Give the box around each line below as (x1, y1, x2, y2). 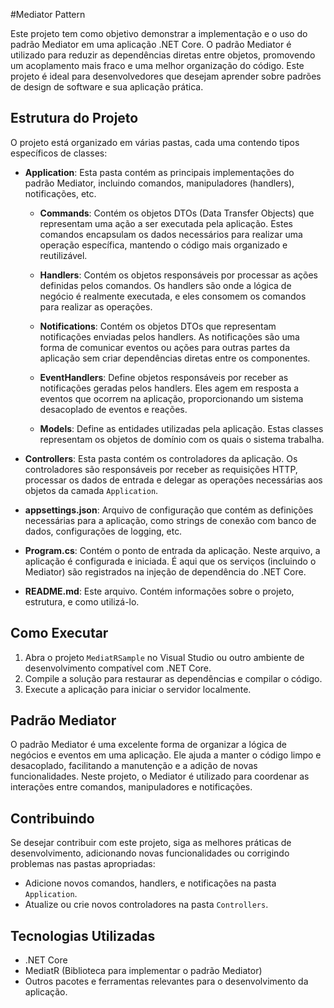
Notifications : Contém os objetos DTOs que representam (39, 320, 277, 332)
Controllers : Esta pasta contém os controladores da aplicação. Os (24, 452, 298, 464)
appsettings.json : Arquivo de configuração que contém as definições (24, 504, 314, 516)
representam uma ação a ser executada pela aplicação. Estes (39, 217, 293, 229)
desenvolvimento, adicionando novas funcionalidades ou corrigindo (10, 847, 290, 859)
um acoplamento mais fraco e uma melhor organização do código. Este (10, 60, 305, 71)
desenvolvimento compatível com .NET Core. (24, 662, 212, 674)
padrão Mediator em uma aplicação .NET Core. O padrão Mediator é (10, 39, 292, 50)
